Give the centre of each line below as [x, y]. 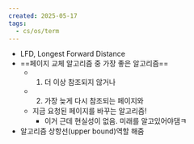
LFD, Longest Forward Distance [72, 54]
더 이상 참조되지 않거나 [80, 83]
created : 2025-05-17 [43, 16]
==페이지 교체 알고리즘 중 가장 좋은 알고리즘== [94, 64]
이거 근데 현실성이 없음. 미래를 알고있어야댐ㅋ [116, 121]
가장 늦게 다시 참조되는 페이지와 [94, 101]
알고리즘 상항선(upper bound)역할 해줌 [82, 131]
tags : [17, 23]
